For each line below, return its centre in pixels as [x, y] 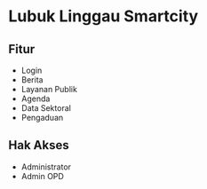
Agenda [36, 98]
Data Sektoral [46, 108]
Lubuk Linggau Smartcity [103, 16]
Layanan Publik [49, 89]
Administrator [46, 167]
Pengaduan [42, 118]
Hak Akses [39, 145]
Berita [32, 80]
